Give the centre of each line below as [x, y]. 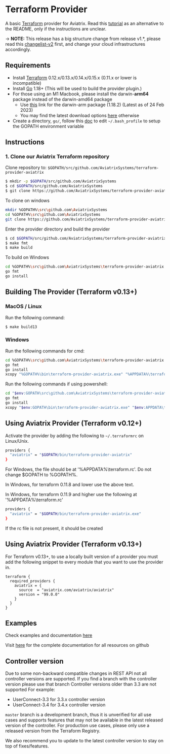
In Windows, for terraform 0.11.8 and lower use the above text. [70, 485]
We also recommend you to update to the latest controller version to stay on [84, 741]
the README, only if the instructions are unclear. [56, 28]
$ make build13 [21, 327]
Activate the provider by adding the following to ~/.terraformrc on [75, 436]
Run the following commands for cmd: [45, 351]
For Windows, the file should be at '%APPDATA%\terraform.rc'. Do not [78, 469]
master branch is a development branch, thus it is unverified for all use [78, 715]
